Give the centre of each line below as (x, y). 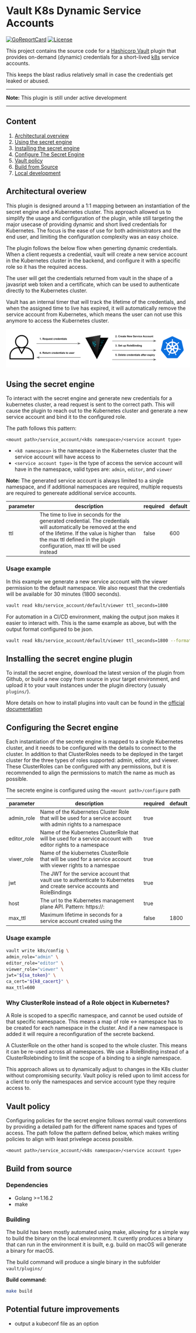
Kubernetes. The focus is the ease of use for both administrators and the (93, 230)
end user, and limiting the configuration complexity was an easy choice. (92, 237)
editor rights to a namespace (74, 845)
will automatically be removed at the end (88, 527)
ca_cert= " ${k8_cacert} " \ (37, 982)
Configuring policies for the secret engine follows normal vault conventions (96, 1120)
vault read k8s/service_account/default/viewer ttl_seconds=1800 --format (99, 640)
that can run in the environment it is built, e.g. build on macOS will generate (96, 1245)
